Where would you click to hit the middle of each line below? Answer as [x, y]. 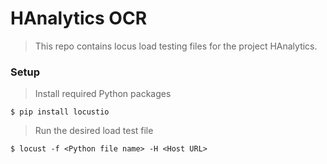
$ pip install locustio [60, 112]
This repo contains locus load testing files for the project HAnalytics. [176, 46]
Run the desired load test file [94, 131]
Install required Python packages [103, 94]
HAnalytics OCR [79, 18]
